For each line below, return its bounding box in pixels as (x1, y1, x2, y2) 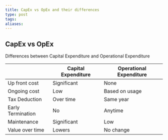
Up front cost (7, 79, 39, 86)
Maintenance (7, 118, 38, 125)
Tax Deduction (7, 96, 42, 103)
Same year (103, 96, 129, 103)
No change (103, 126, 130, 133)
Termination (7, 110, 36, 117)
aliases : (5, 21, 23, 26)
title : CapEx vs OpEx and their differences (5, 7, 99, 12)
